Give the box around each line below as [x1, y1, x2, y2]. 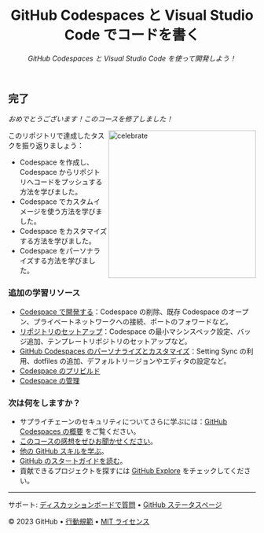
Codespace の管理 [19, 376, 80, 385]
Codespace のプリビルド [19, 366, 101, 376]
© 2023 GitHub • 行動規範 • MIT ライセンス [8, 516, 150, 526]
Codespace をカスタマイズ [19, 227, 108, 236]
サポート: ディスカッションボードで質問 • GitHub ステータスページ [8, 500, 222, 509]
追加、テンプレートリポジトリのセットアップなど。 [26, 336, 192, 346]
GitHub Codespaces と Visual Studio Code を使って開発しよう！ [27, 54, 237, 63]
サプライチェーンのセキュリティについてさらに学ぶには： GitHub [19, 416, 228, 426]
